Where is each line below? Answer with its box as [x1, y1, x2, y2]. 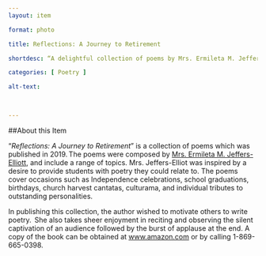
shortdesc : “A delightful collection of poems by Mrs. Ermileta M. [8, 55, 236, 62]
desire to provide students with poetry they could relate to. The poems [8, 166, 238, 175]
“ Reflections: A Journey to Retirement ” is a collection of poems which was [8, 141, 251, 150]
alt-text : [8, 83, 41, 91]
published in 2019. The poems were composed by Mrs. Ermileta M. [8, 149, 226, 159]
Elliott [8, 157, 27, 167]
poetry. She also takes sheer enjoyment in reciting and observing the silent [8, 215, 253, 224]
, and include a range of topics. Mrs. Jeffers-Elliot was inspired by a [26, 157, 247, 167]
